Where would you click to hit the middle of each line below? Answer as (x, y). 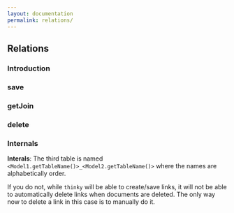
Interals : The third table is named (55, 159)
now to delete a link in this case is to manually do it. (81, 201)
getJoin (21, 105)
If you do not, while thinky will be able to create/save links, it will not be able (117, 186)
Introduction (29, 68)
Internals (23, 143)
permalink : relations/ (40, 20)
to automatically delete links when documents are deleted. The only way (111, 194)
